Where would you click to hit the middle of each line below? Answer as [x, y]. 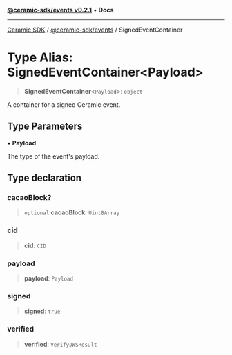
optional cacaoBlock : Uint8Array [72, 212]
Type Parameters [45, 126]
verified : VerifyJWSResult [60, 344]
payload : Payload [49, 278]
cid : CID [35, 245]
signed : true [42, 311]
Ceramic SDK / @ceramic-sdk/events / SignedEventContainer [95, 30]
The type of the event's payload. [54, 156]
